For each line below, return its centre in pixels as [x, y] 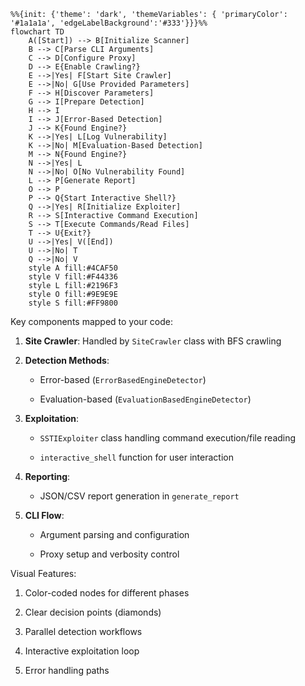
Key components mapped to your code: [91, 321]
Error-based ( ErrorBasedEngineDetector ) [123, 379]
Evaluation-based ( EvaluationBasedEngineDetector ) [145, 399]
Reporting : [47, 476]
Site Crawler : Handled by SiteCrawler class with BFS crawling [153, 341]
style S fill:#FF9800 [73, 303]
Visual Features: [43, 573]
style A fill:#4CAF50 [73, 268]
